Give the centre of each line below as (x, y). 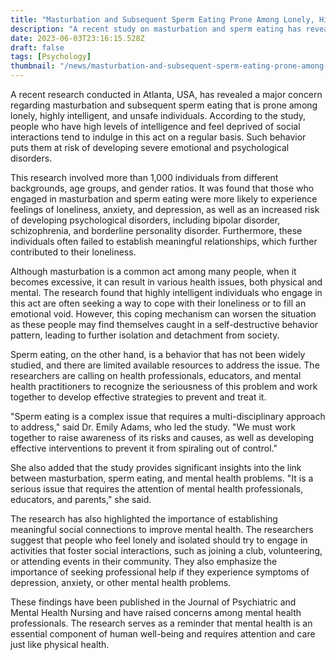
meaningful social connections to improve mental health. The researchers (162, 529)
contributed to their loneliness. (73, 252)
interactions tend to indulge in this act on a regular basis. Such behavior (158, 137)
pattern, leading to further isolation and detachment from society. (145, 335)
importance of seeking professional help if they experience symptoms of (160, 572)
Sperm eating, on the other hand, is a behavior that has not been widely (158, 354)
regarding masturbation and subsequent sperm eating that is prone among (164, 105)
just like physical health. (60, 644)
